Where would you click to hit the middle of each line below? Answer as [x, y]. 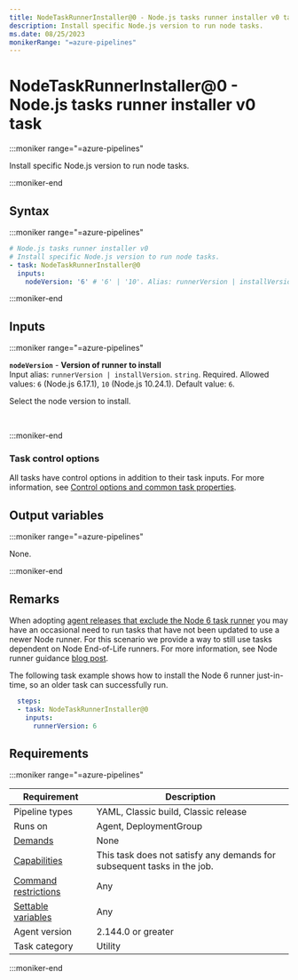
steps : [29, 701]
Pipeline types [43, 812]
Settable [31, 906]
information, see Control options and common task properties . [123, 487]
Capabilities [38, 861]
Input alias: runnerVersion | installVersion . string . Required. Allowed [139, 375]
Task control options [55, 458]
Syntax [29, 211]
